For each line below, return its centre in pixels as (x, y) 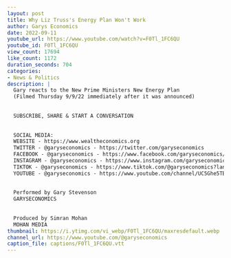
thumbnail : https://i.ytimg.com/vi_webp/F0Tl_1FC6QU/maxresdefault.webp (113, 231)
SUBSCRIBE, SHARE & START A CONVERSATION (74, 116)
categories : (24, 71)
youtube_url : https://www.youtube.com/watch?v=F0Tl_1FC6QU (93, 39)
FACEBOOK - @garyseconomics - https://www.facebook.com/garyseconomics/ (120, 154)
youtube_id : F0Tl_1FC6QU (43, 45)
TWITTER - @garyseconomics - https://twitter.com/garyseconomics (109, 148)
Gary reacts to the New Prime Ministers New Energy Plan (97, 90)
